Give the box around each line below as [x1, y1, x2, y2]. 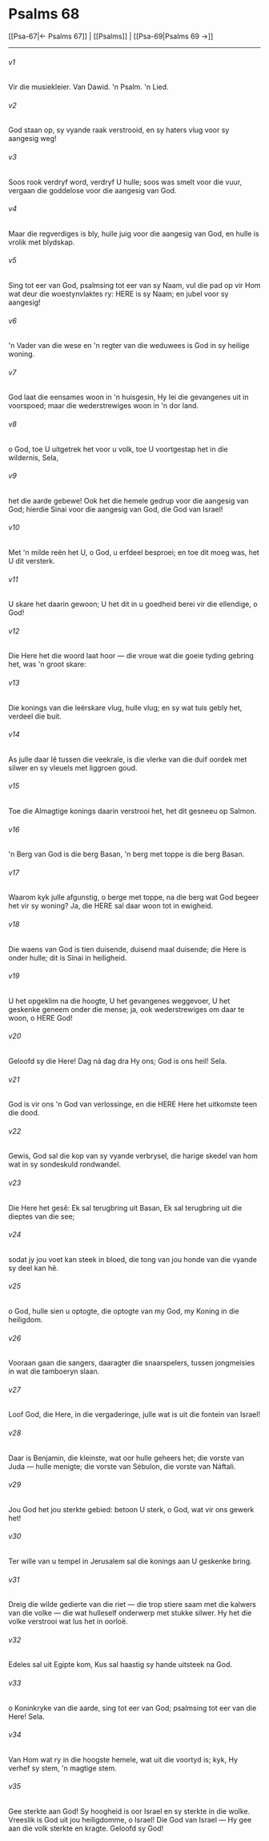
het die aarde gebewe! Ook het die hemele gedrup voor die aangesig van [8, 496, 250, 505]
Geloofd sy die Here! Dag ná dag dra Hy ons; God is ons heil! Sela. [8, 1056, 227, 1066]
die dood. [8, 1108, 40, 1118]
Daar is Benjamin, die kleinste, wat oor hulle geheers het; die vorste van [8, 1453, 245, 1463]
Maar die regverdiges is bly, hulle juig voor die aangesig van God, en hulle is [8, 229, 259, 238]
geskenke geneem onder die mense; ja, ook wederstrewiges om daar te [8, 1004, 245, 1014]
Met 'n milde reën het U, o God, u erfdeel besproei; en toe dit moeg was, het [8, 547, 260, 557]
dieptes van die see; [8, 1212, 75, 1221]
